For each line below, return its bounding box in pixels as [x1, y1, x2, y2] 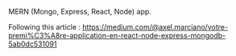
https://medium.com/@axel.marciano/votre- [82, 22, 228, 31]
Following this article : [8, 22, 81, 31]
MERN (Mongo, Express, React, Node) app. [8, 7, 151, 16]
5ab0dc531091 [8, 39, 57, 49]
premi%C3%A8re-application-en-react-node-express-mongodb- [8, 31, 226, 40]
